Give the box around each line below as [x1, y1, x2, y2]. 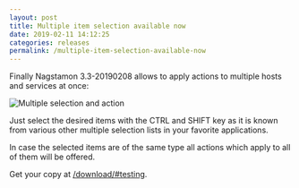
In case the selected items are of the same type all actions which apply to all [9, 142, 291, 153]
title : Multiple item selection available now [9, 21, 186, 30]
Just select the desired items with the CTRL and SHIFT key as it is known [9, 115, 279, 126]
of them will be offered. [9, 151, 96, 162]
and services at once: [9, 81, 90, 91]
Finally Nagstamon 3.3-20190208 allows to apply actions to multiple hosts [9, 71, 282, 81]
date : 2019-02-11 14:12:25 [9, 30, 110, 38]
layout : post [9, 13, 58, 22]
